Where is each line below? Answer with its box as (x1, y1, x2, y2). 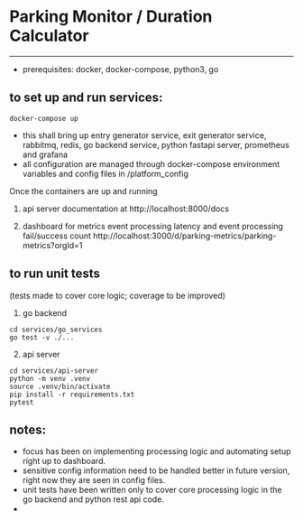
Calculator (9, 25, 89, 46)
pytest (9, 397, 34, 407)
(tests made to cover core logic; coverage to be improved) (9, 290, 225, 301)
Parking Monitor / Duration (9, 6, 213, 27)
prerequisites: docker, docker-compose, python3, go (22, 63, 219, 74)
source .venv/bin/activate (9, 382, 111, 391)
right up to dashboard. (22, 456, 106, 467)
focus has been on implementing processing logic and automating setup (22, 446, 291, 457)
